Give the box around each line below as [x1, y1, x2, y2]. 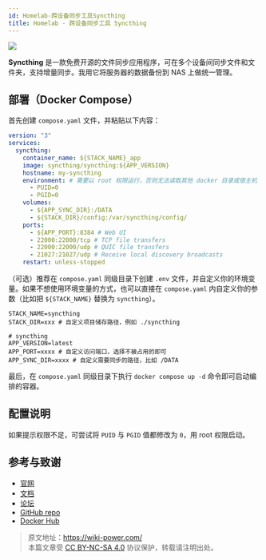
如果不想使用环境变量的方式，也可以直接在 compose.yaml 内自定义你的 [22, 284, 252, 293]
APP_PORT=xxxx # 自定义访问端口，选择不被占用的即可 [8, 348, 167, 357]
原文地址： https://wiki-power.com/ [27, 532, 142, 542]
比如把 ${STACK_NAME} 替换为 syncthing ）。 [22, 294, 160, 304]
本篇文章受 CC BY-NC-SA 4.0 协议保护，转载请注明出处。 [27, 542, 218, 552]
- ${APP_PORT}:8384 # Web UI [29, 228, 127, 236]
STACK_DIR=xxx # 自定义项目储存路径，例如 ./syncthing [8, 318, 181, 327]
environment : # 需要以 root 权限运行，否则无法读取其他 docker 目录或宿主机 [22, 176, 257, 184]
